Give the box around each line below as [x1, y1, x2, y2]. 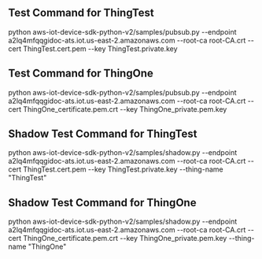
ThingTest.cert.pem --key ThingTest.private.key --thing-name [23, 165, 223, 174]
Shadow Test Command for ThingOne [8, 196, 197, 209]
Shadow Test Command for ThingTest [8, 128, 197, 141]
